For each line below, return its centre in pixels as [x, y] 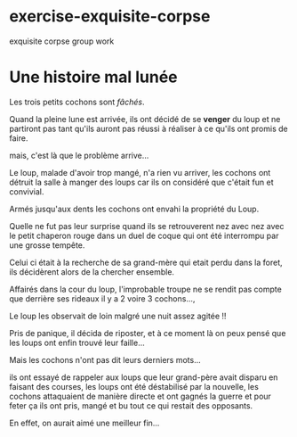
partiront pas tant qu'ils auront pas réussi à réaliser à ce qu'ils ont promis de [148, 128]
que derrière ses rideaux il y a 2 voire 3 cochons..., [102, 298]
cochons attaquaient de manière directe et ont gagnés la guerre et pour [140, 396]
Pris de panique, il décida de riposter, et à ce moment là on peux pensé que [148, 333]
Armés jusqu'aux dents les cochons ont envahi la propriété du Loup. [134, 209]
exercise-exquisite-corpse [110, 16]
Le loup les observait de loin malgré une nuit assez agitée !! [118, 316]
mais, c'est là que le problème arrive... [79, 155]
